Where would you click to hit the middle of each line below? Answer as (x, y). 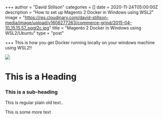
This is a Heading (41, 77)
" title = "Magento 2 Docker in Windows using (95, 28)
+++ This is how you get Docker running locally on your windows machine (80, 43)
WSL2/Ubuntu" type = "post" (35, 33)
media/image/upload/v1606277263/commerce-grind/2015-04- (69, 23)
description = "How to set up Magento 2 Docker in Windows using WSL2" (80, 12)
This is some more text (28, 112)
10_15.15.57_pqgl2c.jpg (27, 28)
